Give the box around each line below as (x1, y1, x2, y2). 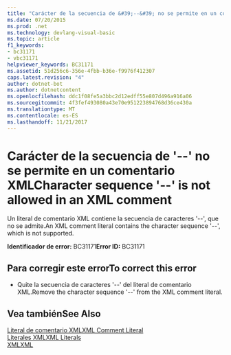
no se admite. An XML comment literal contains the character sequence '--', (7, 222, 221, 230)
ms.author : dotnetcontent (7, 87, 81, 93)
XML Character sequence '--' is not (7, 177, 211, 193)
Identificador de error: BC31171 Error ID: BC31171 (7, 242, 146, 251)
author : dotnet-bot (7, 80, 63, 87)
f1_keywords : (7, 42, 45, 49)
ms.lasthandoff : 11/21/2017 (7, 118, 88, 126)
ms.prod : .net (7, 23, 48, 30)
